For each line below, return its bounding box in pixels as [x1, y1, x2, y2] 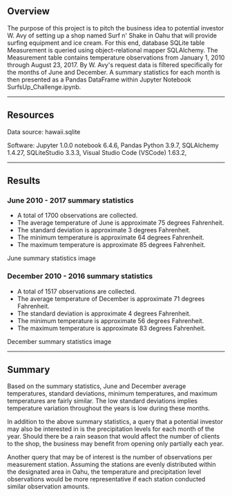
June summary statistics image [7, 254, 96, 262]
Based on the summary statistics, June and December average [7, 382, 186, 390]
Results [7, 175, 41, 187]
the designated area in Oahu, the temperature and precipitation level [7, 468, 202, 476]
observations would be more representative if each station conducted [7, 475, 206, 484]
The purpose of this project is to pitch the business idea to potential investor [7, 24, 224, 32]
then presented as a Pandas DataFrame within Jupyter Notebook [7, 75, 191, 84]
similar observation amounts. [7, 482, 90, 490]
